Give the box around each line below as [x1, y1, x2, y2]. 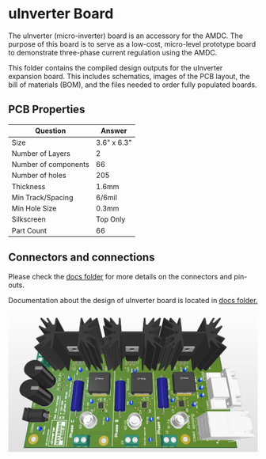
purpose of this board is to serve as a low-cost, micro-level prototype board [8, 39, 256, 48]
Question [35, 126, 66, 135]
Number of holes [11, 171, 66, 180]
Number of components [11, 160, 89, 169]
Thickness [11, 181, 46, 191]
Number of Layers [11, 148, 71, 158]
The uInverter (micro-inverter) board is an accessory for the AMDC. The [8, 31, 244, 40]
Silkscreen [11, 214, 46, 224]
